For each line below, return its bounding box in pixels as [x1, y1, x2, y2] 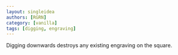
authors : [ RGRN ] [6, 14, 47, 20]
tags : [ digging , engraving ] [6, 25, 76, 32]
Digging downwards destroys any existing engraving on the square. [6, 42, 173, 49]
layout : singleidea [6, 8, 55, 15]
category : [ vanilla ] [6, 20, 58, 26]
